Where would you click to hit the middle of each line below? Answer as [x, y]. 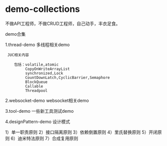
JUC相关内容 [18, 55]
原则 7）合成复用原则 [57, 138]
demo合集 [15, 34]
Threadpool [37, 90]
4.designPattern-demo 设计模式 [38, 121]
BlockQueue [37, 82]
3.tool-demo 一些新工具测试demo [40, 111]
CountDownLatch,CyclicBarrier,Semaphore [68, 77]
